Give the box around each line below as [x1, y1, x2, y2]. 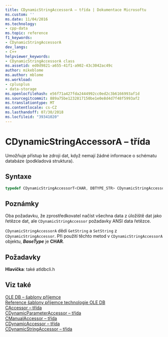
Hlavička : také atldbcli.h [5, 266, 55, 272]
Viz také [5, 281, 31, 289]
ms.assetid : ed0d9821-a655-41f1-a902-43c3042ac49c [5, 63, 113, 68]
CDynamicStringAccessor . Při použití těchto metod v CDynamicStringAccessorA [5, 233, 163, 239]
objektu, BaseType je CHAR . [5, 238, 64, 244]
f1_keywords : [5, 36, 32, 41]
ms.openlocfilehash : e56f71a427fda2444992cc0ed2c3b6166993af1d [5, 91, 140, 96]
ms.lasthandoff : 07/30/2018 [5, 110, 64, 115]
